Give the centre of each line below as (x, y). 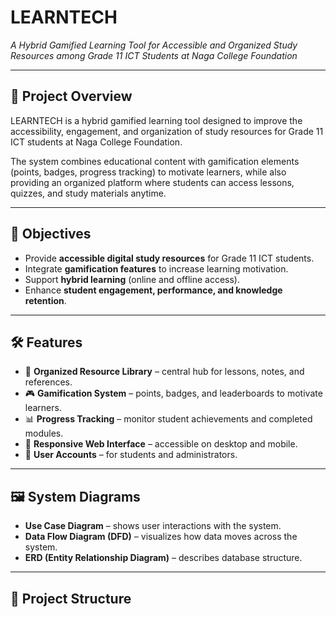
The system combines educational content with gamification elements (155, 161)
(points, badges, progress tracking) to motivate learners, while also (148, 172)
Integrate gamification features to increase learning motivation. (156, 268)
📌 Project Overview (71, 96)
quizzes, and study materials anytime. (88, 193)
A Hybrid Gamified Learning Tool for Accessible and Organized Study (154, 45)
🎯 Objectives (51, 234)
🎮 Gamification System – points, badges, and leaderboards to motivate (173, 393)
